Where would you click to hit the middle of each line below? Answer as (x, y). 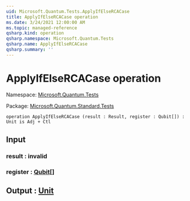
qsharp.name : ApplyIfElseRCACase (47, 44)
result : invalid (27, 156)
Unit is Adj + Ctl (28, 122)
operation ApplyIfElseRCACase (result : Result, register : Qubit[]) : (95, 117)
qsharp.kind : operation (35, 33)
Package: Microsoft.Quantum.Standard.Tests (60, 106)
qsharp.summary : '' (30, 50)
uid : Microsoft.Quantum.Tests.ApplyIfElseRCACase (68, 11)
